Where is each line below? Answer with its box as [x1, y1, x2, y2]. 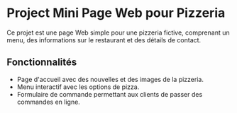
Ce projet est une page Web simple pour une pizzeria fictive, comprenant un [6, 28, 230, 37]
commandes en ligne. [16, 97, 81, 106]
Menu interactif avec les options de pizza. [16, 83, 140, 91]
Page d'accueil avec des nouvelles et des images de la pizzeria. [16, 75, 204, 83]
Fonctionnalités [6, 56, 77, 69]
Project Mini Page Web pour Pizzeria [6, 5, 226, 21]
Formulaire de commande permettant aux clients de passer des [16, 90, 203, 98]
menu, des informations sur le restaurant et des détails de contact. [6, 35, 202, 44]
